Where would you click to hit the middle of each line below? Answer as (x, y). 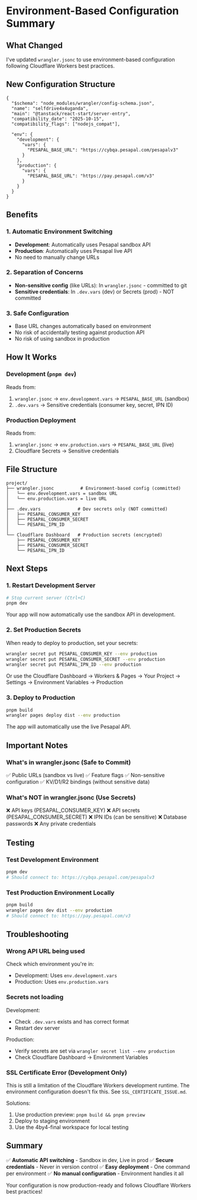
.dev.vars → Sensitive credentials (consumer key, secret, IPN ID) (94, 405)
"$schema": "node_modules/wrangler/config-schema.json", (83, 103)
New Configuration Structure (61, 84)
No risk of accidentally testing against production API (80, 332)
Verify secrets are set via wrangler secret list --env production (95, 1051)
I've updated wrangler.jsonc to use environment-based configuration (91, 60)
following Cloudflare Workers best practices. (61, 66)
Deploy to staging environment (52, 1121)
